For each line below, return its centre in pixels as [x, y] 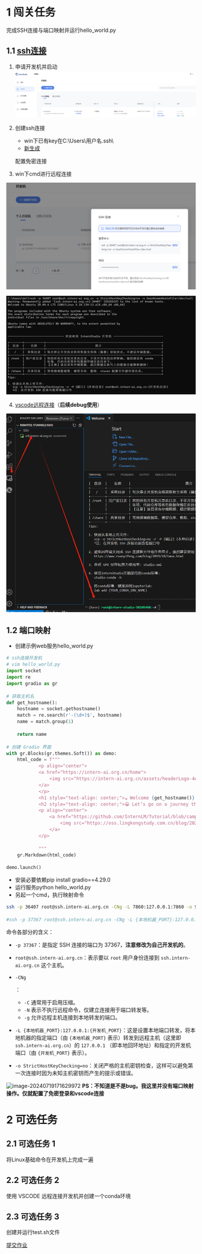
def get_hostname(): [32, 703]
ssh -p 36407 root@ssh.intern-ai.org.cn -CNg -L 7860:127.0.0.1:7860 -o [99, 907]
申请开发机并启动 [36, 66]
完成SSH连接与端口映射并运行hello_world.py [61, 30]
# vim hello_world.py [33, 665]
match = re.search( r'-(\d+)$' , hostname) [69, 715]
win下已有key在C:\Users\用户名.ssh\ [69, 141]
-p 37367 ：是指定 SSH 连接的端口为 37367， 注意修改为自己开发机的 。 [102, 945]
